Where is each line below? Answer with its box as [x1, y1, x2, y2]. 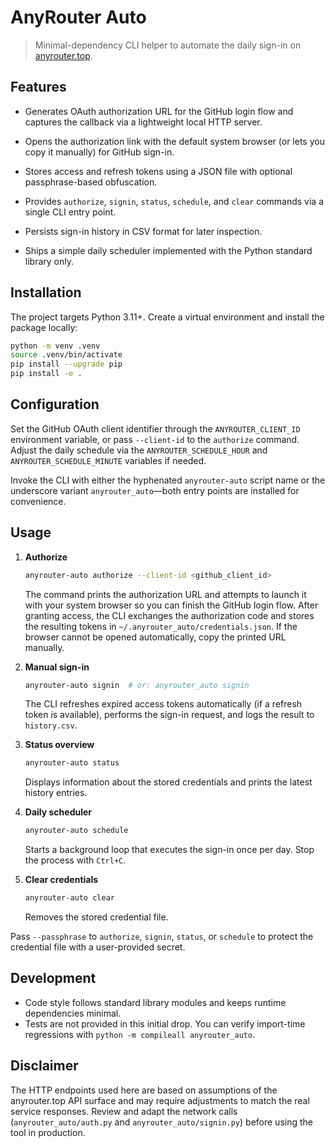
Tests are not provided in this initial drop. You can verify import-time [24, 1017, 306, 1030]
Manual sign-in [24, 661, 90, 673]
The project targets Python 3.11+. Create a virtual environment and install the [10, 311, 325, 323]
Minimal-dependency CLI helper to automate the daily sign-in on [34, 39, 302, 51]
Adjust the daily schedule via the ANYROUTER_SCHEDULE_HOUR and [10, 444, 268, 456]
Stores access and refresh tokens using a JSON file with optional [24, 165, 293, 177]
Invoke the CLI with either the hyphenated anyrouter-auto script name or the [10, 474, 326, 486]
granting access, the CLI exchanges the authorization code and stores [24, 609, 315, 621]
